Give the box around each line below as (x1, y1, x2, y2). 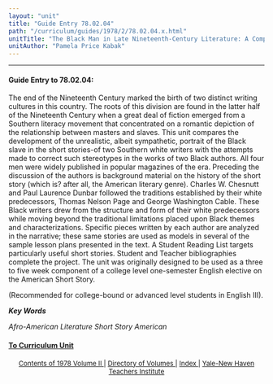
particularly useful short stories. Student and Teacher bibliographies (8, 249, 237, 259)
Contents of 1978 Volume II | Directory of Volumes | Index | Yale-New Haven (19, 359, 254, 368)
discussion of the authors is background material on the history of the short (8, 171, 262, 181)
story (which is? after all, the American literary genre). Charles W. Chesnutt (8, 180, 259, 190)
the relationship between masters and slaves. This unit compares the (8, 128, 240, 137)
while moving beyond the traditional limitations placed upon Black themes (8, 214, 255, 224)
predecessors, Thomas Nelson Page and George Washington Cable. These (8, 197, 260, 207)
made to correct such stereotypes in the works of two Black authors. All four (8, 154, 265, 164)
